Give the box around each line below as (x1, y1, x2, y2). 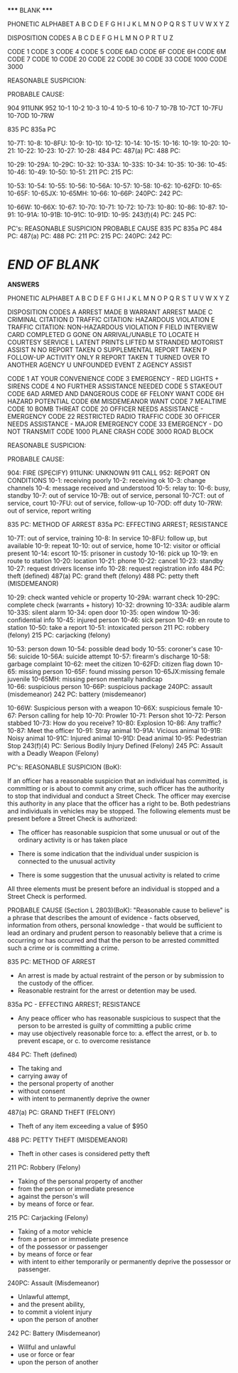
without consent (17, 1086, 65, 1095)
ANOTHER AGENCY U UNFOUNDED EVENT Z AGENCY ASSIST (7, 360, 193, 369)
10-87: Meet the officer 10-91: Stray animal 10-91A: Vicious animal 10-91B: (7, 726, 222, 734)
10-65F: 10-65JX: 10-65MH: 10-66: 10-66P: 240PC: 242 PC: (7, 189, 183, 198)
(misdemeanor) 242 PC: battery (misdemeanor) (7, 690, 147, 698)
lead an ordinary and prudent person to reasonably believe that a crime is (7, 928, 222, 937)
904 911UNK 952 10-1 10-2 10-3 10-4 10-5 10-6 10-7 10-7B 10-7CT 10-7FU (7, 104, 224, 112)
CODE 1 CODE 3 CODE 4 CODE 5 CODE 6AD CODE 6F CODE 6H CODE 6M (7, 48, 227, 55)
